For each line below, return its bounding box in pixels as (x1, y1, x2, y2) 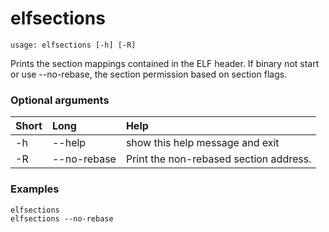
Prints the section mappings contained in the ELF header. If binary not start (10, 57, 320, 69)
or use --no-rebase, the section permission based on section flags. (10, 68, 288, 80)
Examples (10, 182, 60, 196)
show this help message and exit (125, 136, 280, 150)
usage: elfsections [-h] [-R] (10, 40, 137, 50)
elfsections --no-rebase (10, 213, 114, 224)
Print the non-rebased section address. (125, 152, 312, 166)
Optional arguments (10, 93, 110, 107)
